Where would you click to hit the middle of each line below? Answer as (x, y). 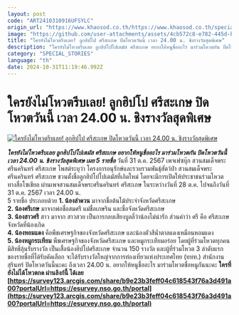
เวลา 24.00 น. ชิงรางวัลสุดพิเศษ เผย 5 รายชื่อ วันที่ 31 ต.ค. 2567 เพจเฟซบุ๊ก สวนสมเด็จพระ (117, 160)
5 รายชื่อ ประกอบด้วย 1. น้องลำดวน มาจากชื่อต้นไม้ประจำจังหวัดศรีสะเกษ (92, 200)
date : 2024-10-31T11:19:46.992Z (55, 67)
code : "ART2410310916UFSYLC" (51, 21)
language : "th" (30, 61)
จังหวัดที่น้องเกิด (26, 224)
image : (17, 34)
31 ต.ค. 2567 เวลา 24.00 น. (44, 192)
